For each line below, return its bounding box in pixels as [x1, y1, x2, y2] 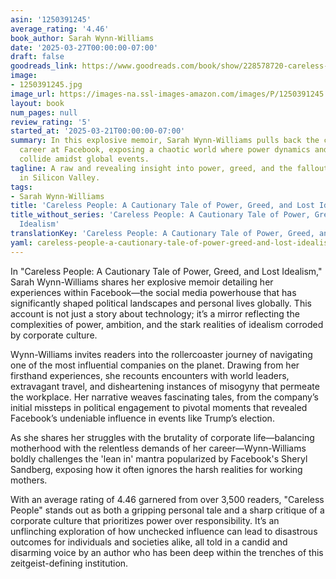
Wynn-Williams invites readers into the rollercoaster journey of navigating [10, 348, 313, 360]
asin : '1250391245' [10, 14, 92, 25]
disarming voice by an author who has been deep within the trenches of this [10, 546, 324, 558]
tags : [10, 182, 33, 192]
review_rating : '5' [10, 117, 92, 127]
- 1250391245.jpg [10, 80, 83, 90]
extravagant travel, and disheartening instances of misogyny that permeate [10, 380, 320, 392]
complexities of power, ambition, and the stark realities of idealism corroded [10, 318, 324, 330]
